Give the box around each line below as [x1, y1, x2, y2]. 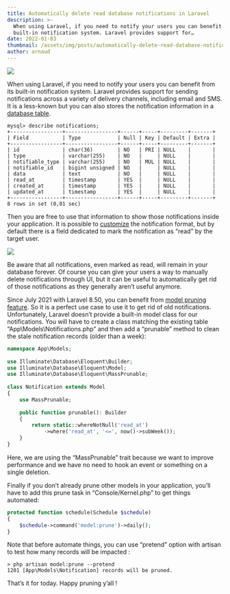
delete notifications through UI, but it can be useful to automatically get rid [7, 275, 217, 283]
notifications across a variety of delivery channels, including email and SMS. [7, 94, 222, 103]
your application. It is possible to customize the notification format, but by [7, 219, 215, 228]
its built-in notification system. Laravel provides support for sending [7, 87, 199, 95]
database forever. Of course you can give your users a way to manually [7, 268, 209, 276]
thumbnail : [7, 42, 38, 49]
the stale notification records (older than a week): [7, 332, 146, 340]
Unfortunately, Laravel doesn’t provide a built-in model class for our [7, 310, 198, 318]
